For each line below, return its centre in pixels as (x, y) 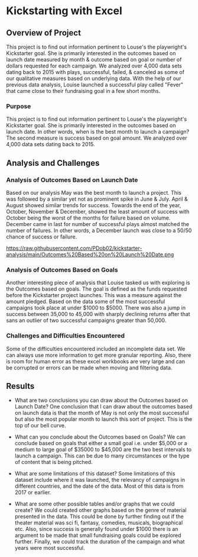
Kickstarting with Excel (64, 11)
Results (20, 386)
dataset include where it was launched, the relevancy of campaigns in (100, 480)
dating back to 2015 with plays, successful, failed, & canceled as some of (95, 72)
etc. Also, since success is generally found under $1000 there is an (96, 529)
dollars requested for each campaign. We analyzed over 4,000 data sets (94, 66)
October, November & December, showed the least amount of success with (98, 211)
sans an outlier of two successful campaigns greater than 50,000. (86, 320)
